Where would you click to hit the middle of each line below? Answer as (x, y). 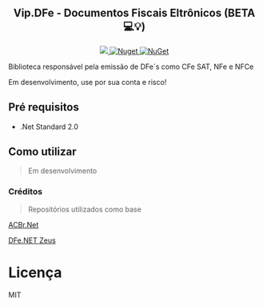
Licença (35, 272)
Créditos (25, 191)
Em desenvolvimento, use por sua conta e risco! (88, 82)
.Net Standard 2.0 (49, 127)
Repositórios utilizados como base (84, 209)
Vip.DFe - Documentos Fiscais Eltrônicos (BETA (134, 13)
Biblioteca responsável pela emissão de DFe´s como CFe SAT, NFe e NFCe (131, 66)
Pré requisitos (44, 107)
